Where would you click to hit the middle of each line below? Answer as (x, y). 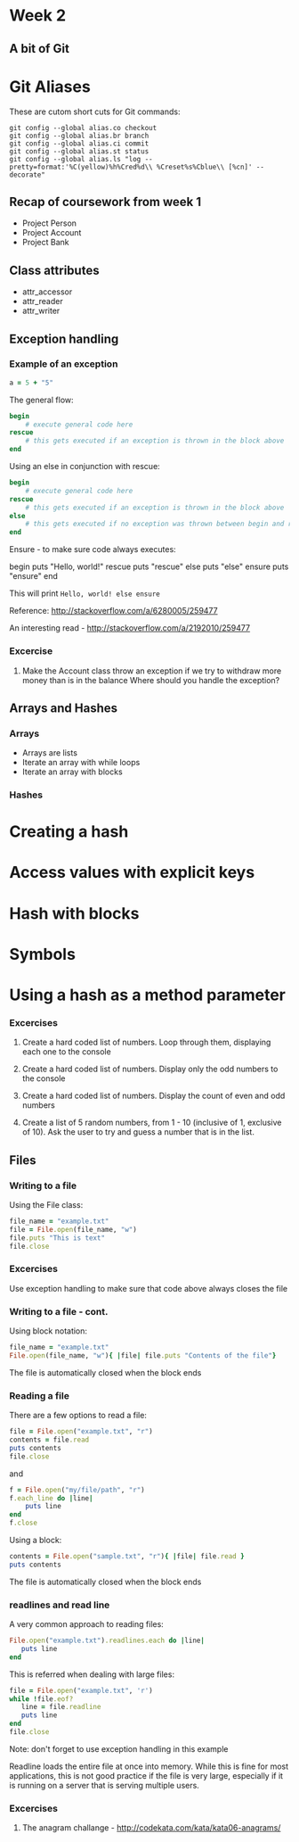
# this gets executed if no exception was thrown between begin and (155, 524)
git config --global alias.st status (79, 151)
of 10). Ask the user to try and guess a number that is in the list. (138, 1132)
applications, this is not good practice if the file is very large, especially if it (146, 1775)
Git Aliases (50, 87)
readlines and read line (60, 1605)
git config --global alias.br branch (79, 136)
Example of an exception (64, 364)
